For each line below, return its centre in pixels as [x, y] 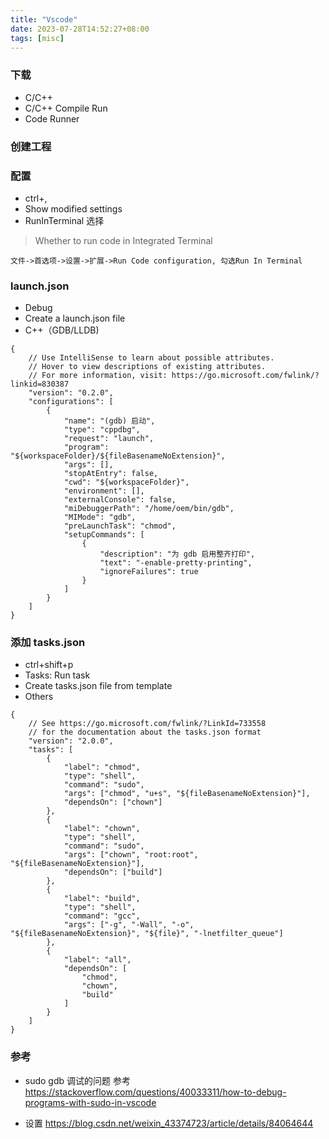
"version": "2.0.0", [71, 741]
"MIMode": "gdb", [100, 517]
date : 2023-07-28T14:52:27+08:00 [80, 29]
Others [39, 697]
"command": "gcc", [102, 916]
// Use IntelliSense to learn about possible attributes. [151, 358]
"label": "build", [102, 899]
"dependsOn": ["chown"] [113, 802]
